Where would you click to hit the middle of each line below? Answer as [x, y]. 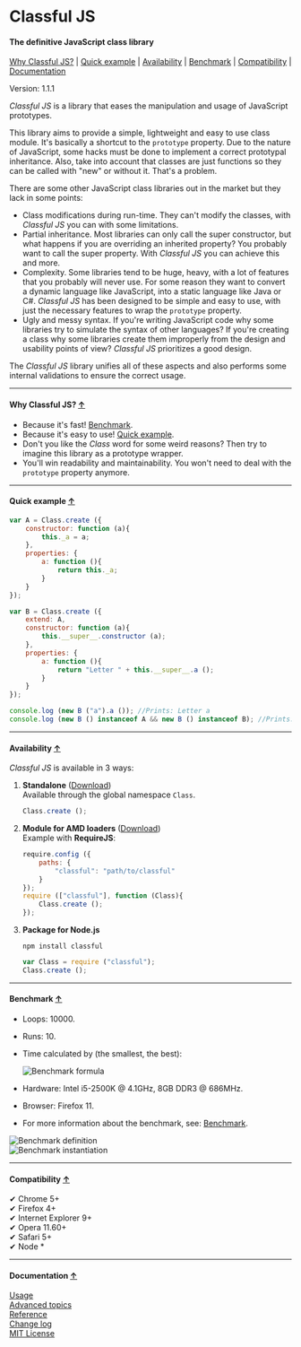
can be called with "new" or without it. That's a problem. [113, 171]
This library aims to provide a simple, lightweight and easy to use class [140, 133]
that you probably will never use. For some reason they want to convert [154, 282]
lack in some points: [46, 198]
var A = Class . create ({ [56, 520]
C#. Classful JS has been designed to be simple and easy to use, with [151, 301]
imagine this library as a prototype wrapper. [103, 453]
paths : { [55, 863]
